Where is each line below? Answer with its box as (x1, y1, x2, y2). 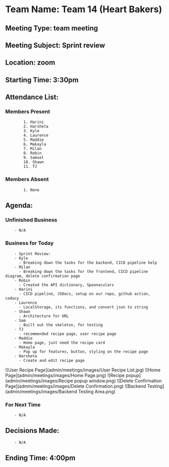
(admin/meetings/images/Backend (5, 388, 77, 394)
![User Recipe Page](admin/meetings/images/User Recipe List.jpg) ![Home (5, 367, 161, 373)
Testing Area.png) (78, 388, 116, 394)
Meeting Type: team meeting (5, 24, 98, 33)
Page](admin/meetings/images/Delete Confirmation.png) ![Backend (5, 383, 146, 389)
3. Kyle (23, 129, 39, 134)
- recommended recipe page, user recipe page (18, 331, 116, 336)
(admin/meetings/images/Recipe (5, 378, 73, 384)
